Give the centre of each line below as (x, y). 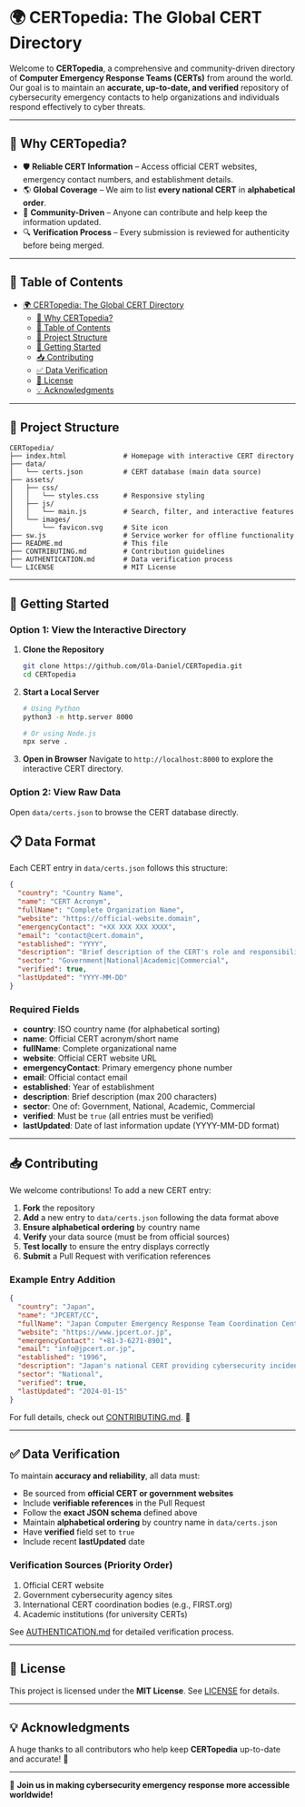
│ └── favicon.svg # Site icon (89, 528)
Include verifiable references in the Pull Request (114, 1503)
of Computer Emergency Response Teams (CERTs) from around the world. (151, 77)
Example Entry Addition (63, 1279)
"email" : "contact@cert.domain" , (81, 935)
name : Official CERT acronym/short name (101, 1039)
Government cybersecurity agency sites (98, 1595)
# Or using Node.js (59, 733)
